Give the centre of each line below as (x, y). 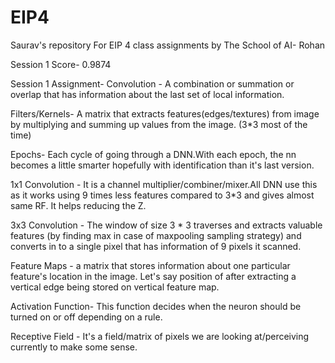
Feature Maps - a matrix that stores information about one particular (150, 265)
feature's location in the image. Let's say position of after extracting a (153, 276)
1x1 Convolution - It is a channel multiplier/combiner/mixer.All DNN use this (164, 184)
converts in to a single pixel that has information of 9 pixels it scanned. (156, 246)
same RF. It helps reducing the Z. (78, 205)
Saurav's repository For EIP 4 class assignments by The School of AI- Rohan (168, 45)
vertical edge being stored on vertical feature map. (115, 287)
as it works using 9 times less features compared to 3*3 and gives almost (162, 195)
